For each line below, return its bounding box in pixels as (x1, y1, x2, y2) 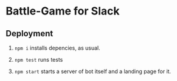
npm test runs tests (14, 56, 63, 63)
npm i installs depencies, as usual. (14, 44, 101, 51)
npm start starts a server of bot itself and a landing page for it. (14, 68, 172, 75)
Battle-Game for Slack (5, 4, 120, 18)
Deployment (5, 28, 54, 39)
